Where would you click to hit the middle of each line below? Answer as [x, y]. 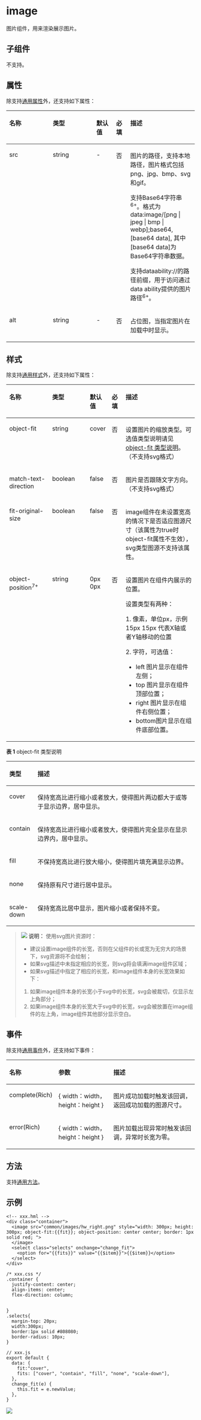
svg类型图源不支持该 [155, 548]
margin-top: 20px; [35, 1321]
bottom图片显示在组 [164, 721]
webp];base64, [152, 229]
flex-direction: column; [42, 1295]
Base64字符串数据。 [159, 256]
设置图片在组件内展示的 [159, 580]
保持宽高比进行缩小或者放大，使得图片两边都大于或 [109, 797]
